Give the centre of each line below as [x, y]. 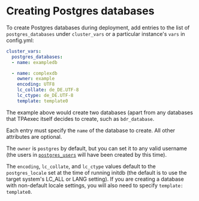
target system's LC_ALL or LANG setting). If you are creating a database [95, 179]
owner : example [36, 79]
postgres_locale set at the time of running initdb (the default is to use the [97, 172]
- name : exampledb [35, 62]
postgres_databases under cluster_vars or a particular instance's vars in [96, 33]
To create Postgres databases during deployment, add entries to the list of [98, 28]
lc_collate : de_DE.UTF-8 [48, 90]
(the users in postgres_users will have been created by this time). [86, 154]
